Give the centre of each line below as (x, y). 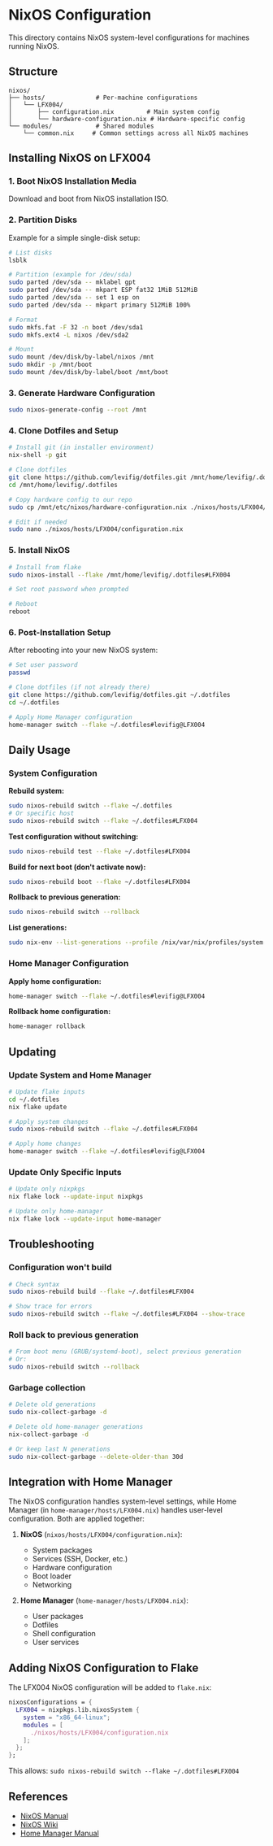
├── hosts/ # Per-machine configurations (103, 98)
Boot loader (52, 1576)
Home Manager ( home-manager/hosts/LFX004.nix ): (104, 1600)
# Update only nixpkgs (47, 1189)
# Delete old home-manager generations (76, 1427)
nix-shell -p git (38, 455)
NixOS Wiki (39, 1824)
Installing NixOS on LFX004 (80, 158)
